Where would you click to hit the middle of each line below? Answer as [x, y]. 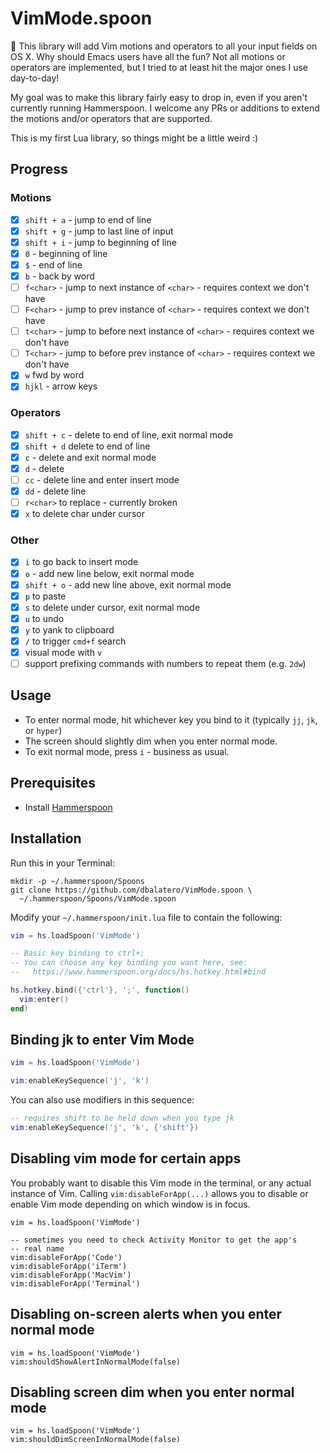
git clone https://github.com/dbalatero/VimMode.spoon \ [131, 890]
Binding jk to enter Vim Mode [102, 1040]
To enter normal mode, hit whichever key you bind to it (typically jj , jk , [171, 719]
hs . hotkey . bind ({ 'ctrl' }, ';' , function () [100, 990]
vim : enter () [44, 999]
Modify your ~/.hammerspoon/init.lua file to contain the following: [146, 917]
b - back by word [59, 276]
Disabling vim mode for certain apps [126, 1158]
